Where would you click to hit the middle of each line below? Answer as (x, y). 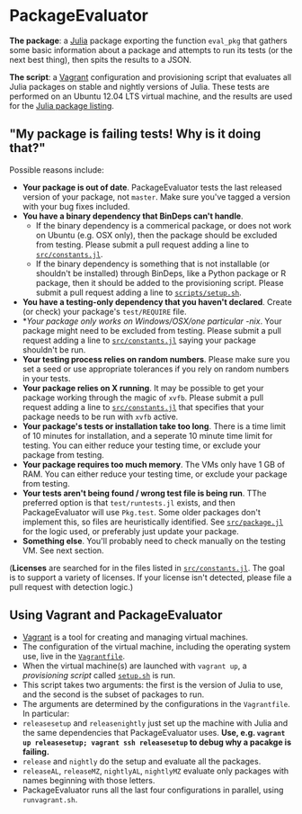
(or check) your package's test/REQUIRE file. (104, 311)
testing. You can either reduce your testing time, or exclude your (142, 445)
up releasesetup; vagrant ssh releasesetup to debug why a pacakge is (157, 742)
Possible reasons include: (57, 170)
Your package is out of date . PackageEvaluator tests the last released (152, 187)
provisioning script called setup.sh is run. (99, 675)
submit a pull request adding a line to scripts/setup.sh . (139, 292)
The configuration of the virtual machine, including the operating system (156, 646)
